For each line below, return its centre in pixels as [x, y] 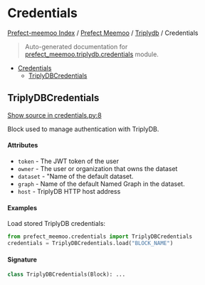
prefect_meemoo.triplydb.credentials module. [91, 54]
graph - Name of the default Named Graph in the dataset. [101, 184]
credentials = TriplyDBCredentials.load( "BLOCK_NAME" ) [90, 244]
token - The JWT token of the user [68, 161]
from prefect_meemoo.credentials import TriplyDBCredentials [100, 237]
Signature [22, 259]
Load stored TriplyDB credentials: [56, 224]
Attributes [23, 145]
